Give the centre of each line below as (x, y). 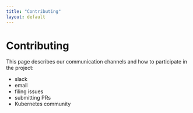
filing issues (29, 91)
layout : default (26, 17)
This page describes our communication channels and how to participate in (97, 62)
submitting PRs (33, 98)
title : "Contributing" (34, 11)
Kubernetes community (43, 104)
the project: (20, 68)
